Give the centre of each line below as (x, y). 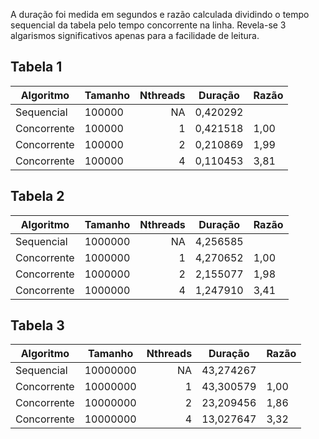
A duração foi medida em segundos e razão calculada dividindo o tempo (160, 14)
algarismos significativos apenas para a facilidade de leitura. (135, 35)
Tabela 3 (37, 325)
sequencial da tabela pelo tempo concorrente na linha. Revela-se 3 (148, 25)
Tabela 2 (37, 196)
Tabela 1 (36, 67)
